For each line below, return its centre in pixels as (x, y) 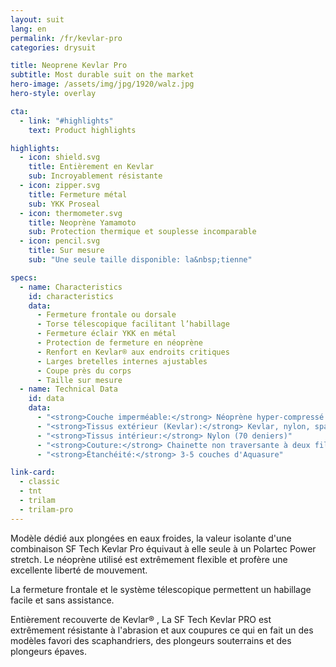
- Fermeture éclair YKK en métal (106, 334)
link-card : (33, 472)
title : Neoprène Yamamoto (82, 222)
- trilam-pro (46, 509)
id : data (46, 399)
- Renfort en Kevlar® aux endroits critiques (133, 352)
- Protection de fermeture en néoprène (119, 343)
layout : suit (37, 19)
